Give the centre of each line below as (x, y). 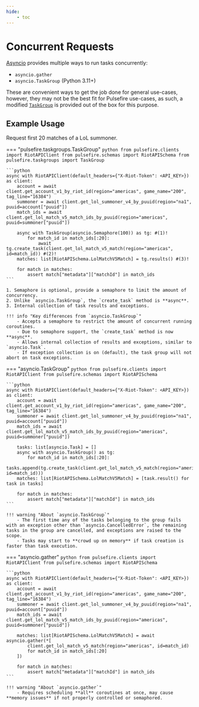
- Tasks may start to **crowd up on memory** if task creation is (100, 541)
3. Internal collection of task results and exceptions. (78, 306)
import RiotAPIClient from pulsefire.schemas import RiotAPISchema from (98, 155)
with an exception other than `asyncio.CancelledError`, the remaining (96, 525)
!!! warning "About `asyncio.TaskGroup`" (58, 515)
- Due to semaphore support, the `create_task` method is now (95, 332)
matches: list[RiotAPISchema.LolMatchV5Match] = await (86, 636)
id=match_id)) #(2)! (32, 254)
